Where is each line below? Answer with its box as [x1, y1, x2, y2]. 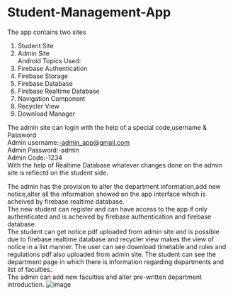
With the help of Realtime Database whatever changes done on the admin [7, 160, 222, 169]
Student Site [17, 41, 55, 50]
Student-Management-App [7, 4, 171, 21]
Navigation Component [17, 94, 86, 103]
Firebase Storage [17, 72, 69, 80]
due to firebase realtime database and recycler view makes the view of [7, 235, 215, 243]
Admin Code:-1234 [7, 153, 62, 162]
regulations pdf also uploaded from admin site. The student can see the [7, 250, 216, 258]
